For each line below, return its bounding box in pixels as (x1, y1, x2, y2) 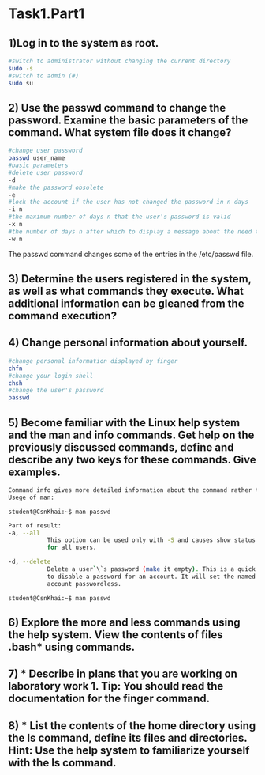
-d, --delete (8, 558, 51, 566)
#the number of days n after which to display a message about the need (8, 227, 252, 236)
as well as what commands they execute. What (8, 285, 244, 298)
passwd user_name (8, 154, 65, 162)
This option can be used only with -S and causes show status (47, 536, 256, 544)
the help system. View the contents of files (8, 628, 223, 641)
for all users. (47, 543, 97, 552)
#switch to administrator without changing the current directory (8, 57, 231, 65)
